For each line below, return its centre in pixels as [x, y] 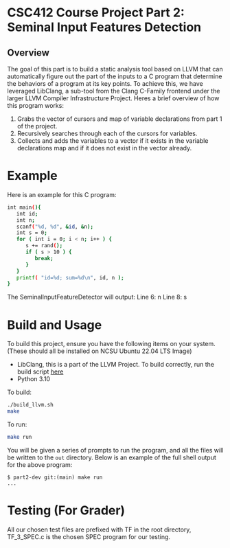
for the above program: [40, 464]
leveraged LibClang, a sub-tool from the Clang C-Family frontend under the [114, 91]
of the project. [37, 126]
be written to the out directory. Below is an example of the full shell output [112, 457]
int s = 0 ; [32, 233]
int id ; [27, 214]
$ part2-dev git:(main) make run [55, 477]
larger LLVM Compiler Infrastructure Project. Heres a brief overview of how [113, 98]
